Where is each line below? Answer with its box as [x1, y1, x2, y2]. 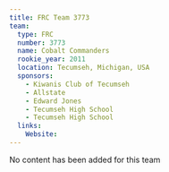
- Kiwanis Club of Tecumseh [25, 80, 130, 89]
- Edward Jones [25, 96, 82, 106]
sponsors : [17, 72, 54, 81]
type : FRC [17, 30, 54, 39]
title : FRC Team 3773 [9, 13, 90, 22]
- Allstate [25, 88, 66, 97]
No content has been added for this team [9, 154, 161, 165]
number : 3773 [17, 38, 66, 47]
